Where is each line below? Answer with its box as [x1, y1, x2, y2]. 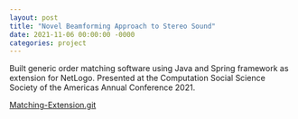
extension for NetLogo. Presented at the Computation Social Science [9, 73, 266, 84]
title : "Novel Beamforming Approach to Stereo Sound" [9, 22, 217, 31]
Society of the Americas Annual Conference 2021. [9, 82, 196, 93]
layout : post [9, 13, 59, 23]
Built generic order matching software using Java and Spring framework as [9, 63, 289, 74]
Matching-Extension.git [9, 100, 97, 111]
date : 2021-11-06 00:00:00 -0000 [9, 30, 135, 39]
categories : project [9, 38, 88, 48]
